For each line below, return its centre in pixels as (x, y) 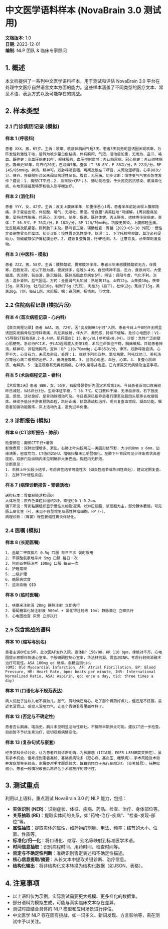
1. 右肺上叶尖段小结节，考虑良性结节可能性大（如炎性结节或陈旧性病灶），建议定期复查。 (84, 470)
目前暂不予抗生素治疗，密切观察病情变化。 (43, 732)
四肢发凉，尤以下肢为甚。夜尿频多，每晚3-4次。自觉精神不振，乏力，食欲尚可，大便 (87, 270)
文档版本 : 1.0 (18, 38)
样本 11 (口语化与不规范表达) (34, 690)
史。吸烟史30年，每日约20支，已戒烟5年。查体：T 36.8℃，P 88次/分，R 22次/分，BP (83, 165)
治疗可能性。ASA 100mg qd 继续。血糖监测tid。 (49, 663)
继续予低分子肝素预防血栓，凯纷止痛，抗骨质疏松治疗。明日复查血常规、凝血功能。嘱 (87, 402)
